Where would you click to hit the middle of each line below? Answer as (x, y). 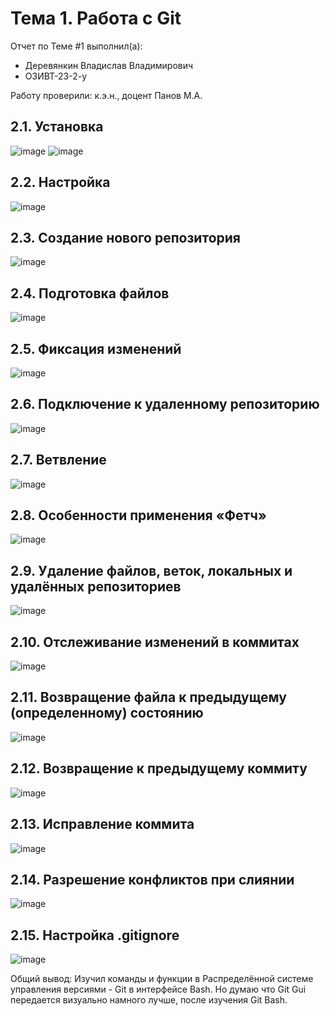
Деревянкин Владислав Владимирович (109, 65)
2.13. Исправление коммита (102, 824)
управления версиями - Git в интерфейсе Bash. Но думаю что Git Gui (158, 989)
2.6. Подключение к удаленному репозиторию (165, 404)
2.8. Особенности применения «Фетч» (138, 515)
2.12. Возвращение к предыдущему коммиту (159, 768)
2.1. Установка (57, 127)
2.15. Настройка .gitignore (95, 935)
